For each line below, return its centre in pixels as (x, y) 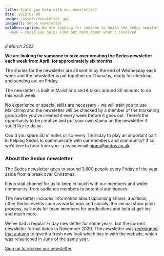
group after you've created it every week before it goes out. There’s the (77, 115)
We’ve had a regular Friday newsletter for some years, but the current (75, 224)
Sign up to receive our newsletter (39, 249)
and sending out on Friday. (32, 81)
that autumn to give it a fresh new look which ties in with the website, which (81, 234)
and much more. (21, 214)
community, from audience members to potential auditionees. (67, 189)
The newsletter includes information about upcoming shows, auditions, (76, 198)
